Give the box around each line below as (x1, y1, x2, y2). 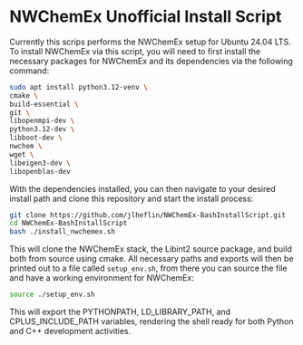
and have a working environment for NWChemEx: (9, 273, 195, 283)
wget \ (9, 149, 34, 159)
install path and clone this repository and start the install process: (9, 193, 254, 204)
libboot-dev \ (9, 133, 64, 142)
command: (9, 65, 50, 76)
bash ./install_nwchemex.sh (9, 227, 116, 236)
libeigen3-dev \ (9, 158, 71, 168)
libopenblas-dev (9, 167, 71, 176)
